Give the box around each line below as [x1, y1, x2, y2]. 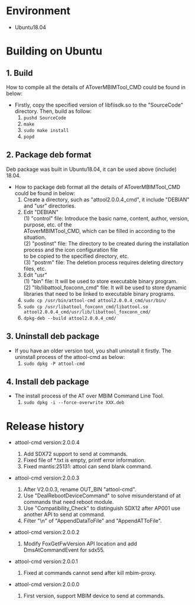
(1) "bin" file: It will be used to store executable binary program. [23, 277, 178, 284]
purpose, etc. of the [23, 221, 72, 228]
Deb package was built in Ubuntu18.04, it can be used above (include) [6, 166, 177, 173]
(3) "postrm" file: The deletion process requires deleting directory [23, 258, 184, 266]
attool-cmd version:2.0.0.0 [14, 581, 80, 588]
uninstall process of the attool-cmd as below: [14, 353, 125, 360]
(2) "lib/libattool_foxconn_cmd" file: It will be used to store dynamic [23, 284, 187, 291]
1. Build [6, 68, 33, 78]
